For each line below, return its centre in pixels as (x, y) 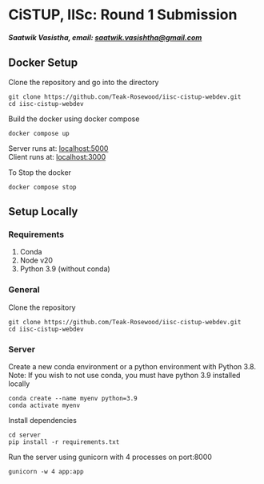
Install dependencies (43, 420)
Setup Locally (43, 211)
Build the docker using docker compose (74, 119)
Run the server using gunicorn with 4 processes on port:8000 (110, 457)
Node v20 (36, 260)
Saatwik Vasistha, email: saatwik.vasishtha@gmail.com (105, 37)
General (24, 290)
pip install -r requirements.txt (64, 442)
